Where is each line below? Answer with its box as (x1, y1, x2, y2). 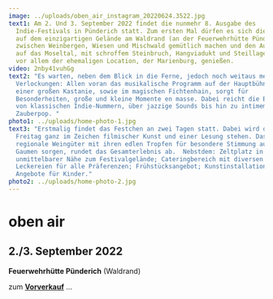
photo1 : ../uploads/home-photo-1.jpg (8, 117, 136, 126)
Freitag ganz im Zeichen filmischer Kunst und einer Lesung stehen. (15, 132, 253, 140)
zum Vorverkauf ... (8, 281, 73, 292)
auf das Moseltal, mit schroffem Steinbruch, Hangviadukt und (15, 49, 231, 58)
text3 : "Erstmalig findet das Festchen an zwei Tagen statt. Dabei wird (8, 125, 260, 133)
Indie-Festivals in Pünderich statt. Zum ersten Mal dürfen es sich (15, 27, 253, 35)
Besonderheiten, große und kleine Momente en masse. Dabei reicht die (15, 95, 260, 103)
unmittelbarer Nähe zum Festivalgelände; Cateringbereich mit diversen (15, 155, 264, 163)
